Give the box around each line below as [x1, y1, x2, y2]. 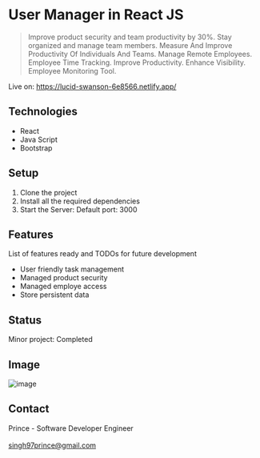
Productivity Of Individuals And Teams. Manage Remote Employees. [27, 49, 253, 58]
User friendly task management [19, 264, 125, 274]
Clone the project [19, 187, 78, 197]
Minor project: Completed [8, 335, 94, 344]
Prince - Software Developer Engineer [8, 423, 134, 433]
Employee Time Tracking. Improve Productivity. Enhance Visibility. [27, 58, 246, 67]
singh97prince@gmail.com [8, 440, 97, 450]
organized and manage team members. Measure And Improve [27, 40, 233, 50]
